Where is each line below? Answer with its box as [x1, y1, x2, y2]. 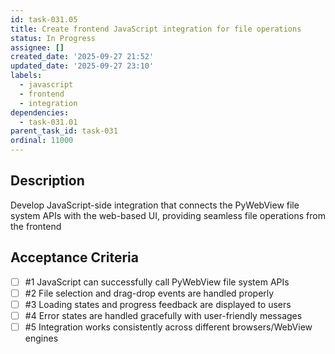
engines [24, 332, 59, 344]
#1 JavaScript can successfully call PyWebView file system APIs [24, 276, 290, 288]
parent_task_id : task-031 [10, 126, 118, 136]
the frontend [10, 220, 62, 232]
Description [10, 172, 85, 190]
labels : [10, 71, 43, 81]
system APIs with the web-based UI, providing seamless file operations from [10, 209, 326, 221]
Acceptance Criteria [10, 249, 139, 266]
